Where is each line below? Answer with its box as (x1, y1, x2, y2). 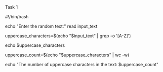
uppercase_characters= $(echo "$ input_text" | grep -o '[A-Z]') (5, 33, 131, 38)
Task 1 (5, 4, 18, 10)
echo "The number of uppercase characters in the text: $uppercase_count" (5, 62, 159, 67)
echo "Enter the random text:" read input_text (5, 23, 98, 29)
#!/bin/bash (5, 14, 29, 19)
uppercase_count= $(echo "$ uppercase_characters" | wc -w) (5, 52, 129, 58)
